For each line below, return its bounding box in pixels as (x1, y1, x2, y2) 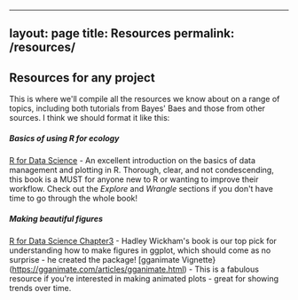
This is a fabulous (194, 264, 260, 275)
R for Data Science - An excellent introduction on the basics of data (9, 155, 255, 166)
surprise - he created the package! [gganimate (9, 255, 180, 265)
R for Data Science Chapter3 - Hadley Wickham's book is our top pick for (9, 236, 278, 247)
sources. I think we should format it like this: (9, 113, 170, 123)
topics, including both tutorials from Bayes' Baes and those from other (9, 103, 266, 114)
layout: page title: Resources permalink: (9, 26, 235, 41)
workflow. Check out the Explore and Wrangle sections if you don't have (9, 184, 273, 194)
